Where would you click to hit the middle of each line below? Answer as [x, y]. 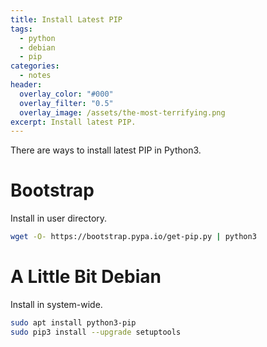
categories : [35, 66]
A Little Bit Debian [86, 277]
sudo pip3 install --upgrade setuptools [96, 332]
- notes [35, 76]
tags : [21, 29]
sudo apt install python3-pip [73, 323]
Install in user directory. [59, 218]
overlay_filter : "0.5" [66, 103]
